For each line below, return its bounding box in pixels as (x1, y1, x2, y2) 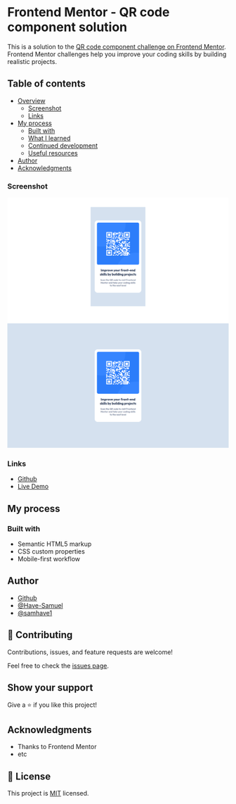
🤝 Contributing (7, 629, 73, 641)
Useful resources (27, 148, 79, 157)
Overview (17, 96, 46, 105)
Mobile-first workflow (17, 555, 81, 563)
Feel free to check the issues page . (7, 661, 109, 670)
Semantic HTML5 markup (17, 540, 92, 549)
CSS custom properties (17, 547, 86, 556)
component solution (7, 19, 128, 35)
